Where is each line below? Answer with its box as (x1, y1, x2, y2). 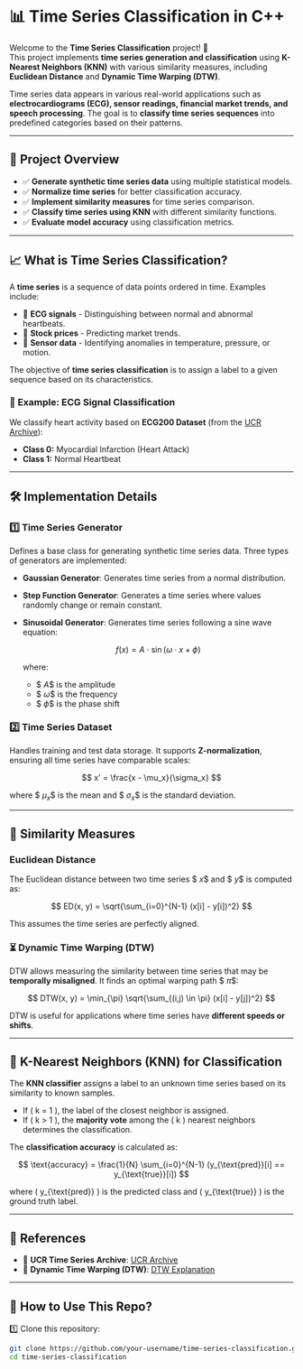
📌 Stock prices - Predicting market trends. (22, 328, 181, 338)
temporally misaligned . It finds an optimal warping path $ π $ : (9, 975, 239, 985)
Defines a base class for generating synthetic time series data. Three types (9, 545, 289, 556)
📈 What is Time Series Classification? (9, 253, 228, 268)
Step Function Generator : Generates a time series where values (22, 589, 262, 600)
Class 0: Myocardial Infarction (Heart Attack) (22, 443, 190, 455)
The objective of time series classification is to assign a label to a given (9, 364, 278, 375)
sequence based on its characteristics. (9, 374, 153, 384)
